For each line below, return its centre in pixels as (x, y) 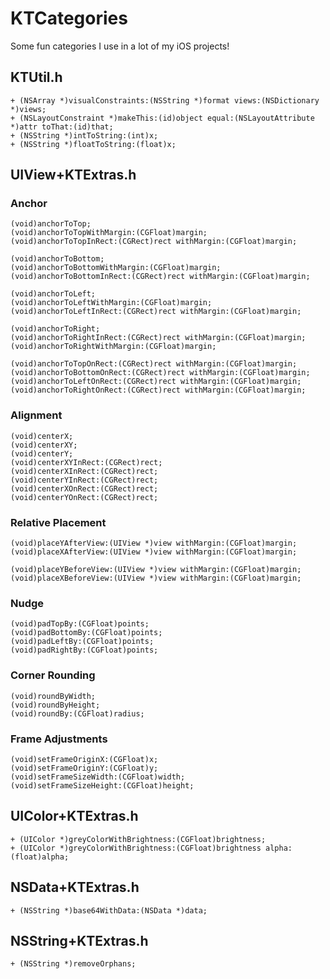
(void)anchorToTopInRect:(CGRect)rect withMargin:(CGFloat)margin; (154, 242)
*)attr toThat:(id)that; (62, 127)
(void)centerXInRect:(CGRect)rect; (84, 471)
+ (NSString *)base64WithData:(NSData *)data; (109, 910)
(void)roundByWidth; (53, 696)
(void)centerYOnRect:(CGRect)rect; (84, 497)
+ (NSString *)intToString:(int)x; (84, 135)
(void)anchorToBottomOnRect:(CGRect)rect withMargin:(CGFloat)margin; (160, 373)
